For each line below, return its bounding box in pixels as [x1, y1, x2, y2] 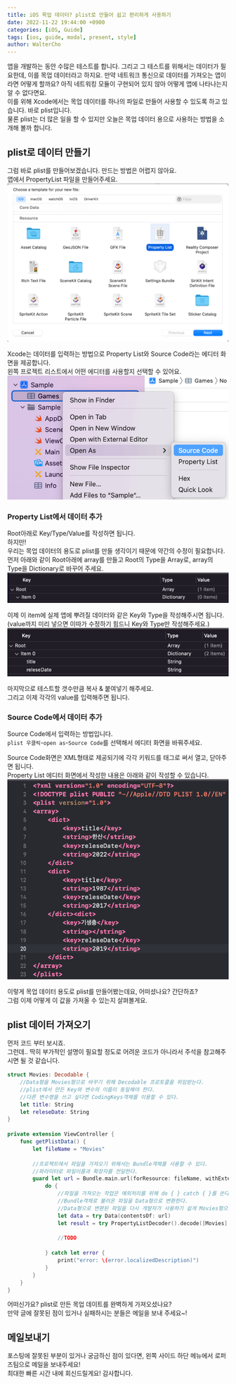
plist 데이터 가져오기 [7, 1019, 91, 1031]
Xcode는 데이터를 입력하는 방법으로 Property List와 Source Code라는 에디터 [7, 350, 219, 358]
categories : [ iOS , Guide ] [7, 26, 83, 33]
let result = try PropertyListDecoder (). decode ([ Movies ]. [57, 1219, 231, 1227]
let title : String [20, 1101, 74, 1108]
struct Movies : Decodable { [7, 1072, 90, 1079]
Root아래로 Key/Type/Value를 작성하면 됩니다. [7, 529, 136, 538]
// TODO [57, 1235, 77, 1242]
